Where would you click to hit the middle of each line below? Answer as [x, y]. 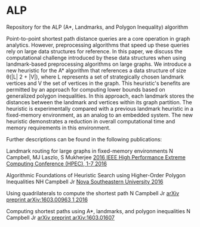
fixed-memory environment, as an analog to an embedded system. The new [99, 115]
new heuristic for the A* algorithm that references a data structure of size [96, 70]
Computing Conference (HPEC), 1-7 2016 [57, 164]
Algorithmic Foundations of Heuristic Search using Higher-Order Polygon [96, 175]
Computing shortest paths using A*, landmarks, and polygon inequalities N [99, 211]
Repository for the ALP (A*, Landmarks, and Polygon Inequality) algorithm [97, 27]
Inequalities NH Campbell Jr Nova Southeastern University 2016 [85, 181]
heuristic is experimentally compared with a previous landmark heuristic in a [100, 108]
